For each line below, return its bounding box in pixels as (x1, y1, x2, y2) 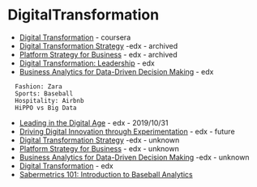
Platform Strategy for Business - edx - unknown (19, 143, 179, 153)
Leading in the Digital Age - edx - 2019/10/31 (19, 117, 169, 127)
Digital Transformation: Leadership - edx (19, 58, 155, 68)
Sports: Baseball (15, 89, 74, 98)
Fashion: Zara (15, 83, 62, 91)
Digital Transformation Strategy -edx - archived (19, 40, 178, 50)
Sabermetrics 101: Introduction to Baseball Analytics (19, 169, 193, 179)
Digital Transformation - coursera (19, 32, 131, 42)
